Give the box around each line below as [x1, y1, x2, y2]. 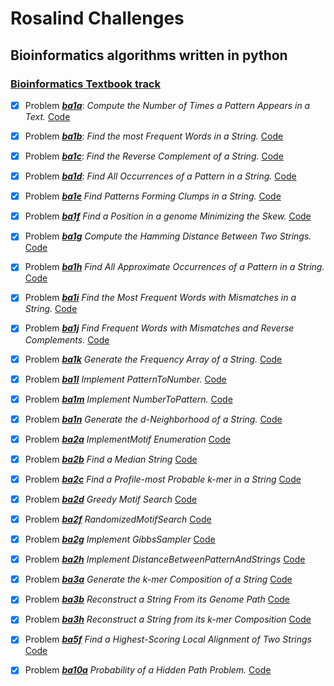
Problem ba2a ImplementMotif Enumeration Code [24, 433, 232, 445]
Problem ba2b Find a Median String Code [24, 453, 198, 465]
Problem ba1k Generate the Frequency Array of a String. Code [24, 353, 283, 365]
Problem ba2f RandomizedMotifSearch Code [24, 513, 212, 525]
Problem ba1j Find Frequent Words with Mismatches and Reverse [24, 322, 295, 334]
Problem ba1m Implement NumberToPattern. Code [24, 393, 233, 405]
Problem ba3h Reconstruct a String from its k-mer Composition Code [24, 613, 312, 626]
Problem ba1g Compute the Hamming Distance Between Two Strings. [24, 230, 312, 242]
